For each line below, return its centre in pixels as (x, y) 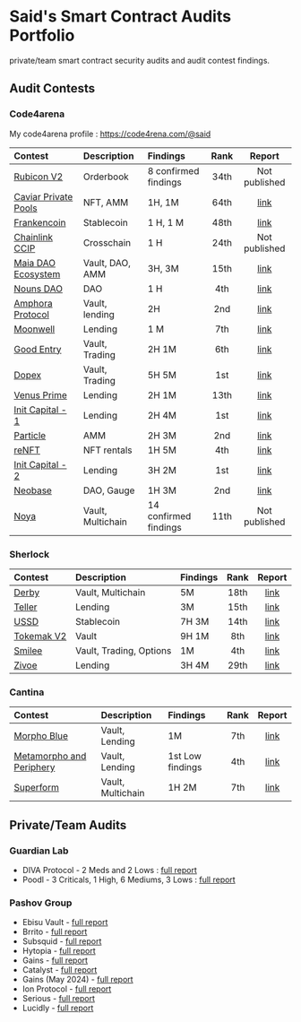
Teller (26, 607)
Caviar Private (43, 196)
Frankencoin (40, 222)
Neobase (33, 490)
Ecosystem (37, 273)
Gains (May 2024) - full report (77, 980)
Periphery (34, 767)
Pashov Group (41, 903)
